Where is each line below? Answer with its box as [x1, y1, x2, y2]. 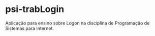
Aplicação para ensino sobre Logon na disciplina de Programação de [5, 20, 150, 26]
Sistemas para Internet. [5, 25, 54, 31]
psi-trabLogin [5, 3, 65, 15]
